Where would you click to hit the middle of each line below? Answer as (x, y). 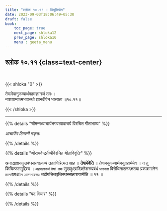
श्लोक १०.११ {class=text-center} (54, 62)
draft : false (19, 19)
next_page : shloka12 (35, 33)
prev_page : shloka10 (35, 38)
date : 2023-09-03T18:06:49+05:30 (40, 14)
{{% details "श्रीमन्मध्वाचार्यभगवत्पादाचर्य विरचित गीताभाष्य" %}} (58, 123)
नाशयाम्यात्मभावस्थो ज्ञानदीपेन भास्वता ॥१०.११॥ (43, 99)
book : (11, 24)
